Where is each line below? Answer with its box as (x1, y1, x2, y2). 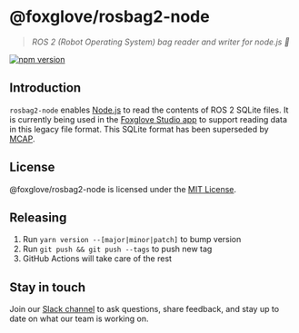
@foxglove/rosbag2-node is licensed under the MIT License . (9, 183, 237, 194)
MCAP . (9, 133, 35, 144)
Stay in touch (9, 279, 86, 295)
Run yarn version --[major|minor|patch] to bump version (22, 234, 242, 245)
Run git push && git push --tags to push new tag (22, 243, 213, 255)
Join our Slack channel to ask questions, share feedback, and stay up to (9, 304, 280, 315)
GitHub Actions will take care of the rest (22, 253, 173, 264)
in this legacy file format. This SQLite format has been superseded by (9, 123, 270, 134)
